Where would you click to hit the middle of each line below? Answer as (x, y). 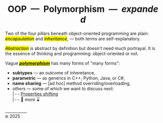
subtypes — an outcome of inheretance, (54, 72)
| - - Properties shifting (35, 94)
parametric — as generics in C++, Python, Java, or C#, (68, 78)
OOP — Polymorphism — (62, 9)
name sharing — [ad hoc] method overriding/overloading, (71, 83)
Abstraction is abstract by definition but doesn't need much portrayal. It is (80, 48)
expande (140, 9)
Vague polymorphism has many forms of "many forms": (62, 63)
